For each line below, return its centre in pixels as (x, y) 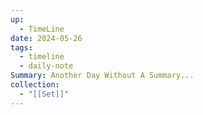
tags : (21, 47)
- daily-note (46, 66)
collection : (35, 85)
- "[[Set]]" (44, 94)
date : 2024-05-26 (46, 38)
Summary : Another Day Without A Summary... (102, 76)
